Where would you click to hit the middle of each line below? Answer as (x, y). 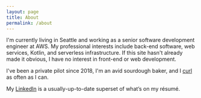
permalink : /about (29, 23)
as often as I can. (28, 77)
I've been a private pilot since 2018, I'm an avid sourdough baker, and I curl (99, 71)
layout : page (23, 12)
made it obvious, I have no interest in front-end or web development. (91, 59)
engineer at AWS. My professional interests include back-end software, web (101, 46)
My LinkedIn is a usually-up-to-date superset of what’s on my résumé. (93, 89)
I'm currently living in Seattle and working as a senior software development (100, 40)
